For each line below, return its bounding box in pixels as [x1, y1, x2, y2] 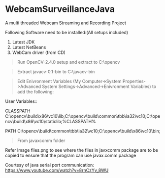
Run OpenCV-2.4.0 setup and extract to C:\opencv [17, 59, 120, 65]
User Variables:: [5, 98, 38, 104]
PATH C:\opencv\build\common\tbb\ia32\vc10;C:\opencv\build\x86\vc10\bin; [5, 128, 161, 134]
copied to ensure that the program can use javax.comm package [5, 152, 136, 158]
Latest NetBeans [12, 44, 46, 50]
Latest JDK [12, 39, 35, 45]
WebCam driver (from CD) [12, 49, 66, 55]
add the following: [17, 89, 54, 94]
